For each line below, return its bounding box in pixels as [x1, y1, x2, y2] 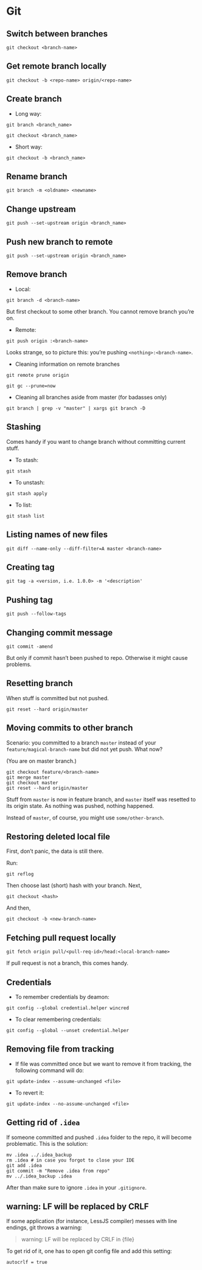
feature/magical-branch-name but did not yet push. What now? [6, 745, 163, 753]
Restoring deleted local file [6, 831, 111, 841]
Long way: [15, 110, 41, 117]
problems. [6, 661, 32, 668]
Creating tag [6, 562, 55, 572]
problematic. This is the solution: [6, 1140, 88, 1147]
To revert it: [15, 1089, 44, 1096]
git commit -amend [6, 644, 53, 650]
